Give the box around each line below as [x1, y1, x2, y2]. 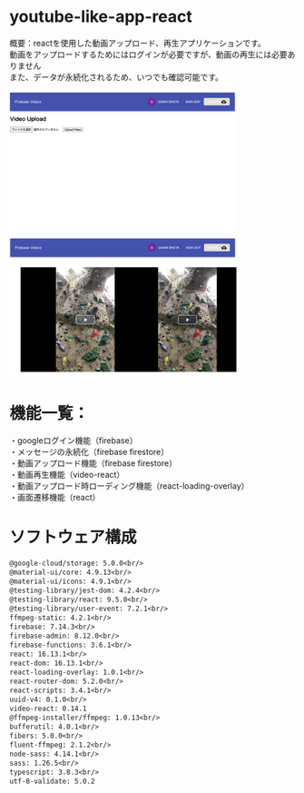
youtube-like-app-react [9, 6, 192, 27]
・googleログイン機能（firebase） [9, 434, 138, 446]
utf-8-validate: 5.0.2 [9, 777, 95, 786]
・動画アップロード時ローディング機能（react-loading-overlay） [9, 480, 250, 491]
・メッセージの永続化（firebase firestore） [9, 446, 170, 457]
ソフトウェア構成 [9, 527, 138, 547]
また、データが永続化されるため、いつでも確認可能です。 [9, 71, 224, 83]
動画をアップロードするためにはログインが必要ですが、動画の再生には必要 [9, 48, 288, 60]
